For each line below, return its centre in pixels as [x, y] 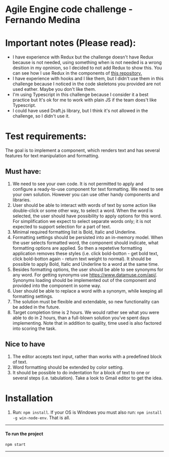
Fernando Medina [43, 20]
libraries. [22, 200]
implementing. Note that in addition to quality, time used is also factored [87, 323]
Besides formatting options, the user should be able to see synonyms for [88, 269]
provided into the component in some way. [57, 285]
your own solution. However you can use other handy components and [86, 194]
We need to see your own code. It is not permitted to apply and [78, 184]
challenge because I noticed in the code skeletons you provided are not [87, 84]
